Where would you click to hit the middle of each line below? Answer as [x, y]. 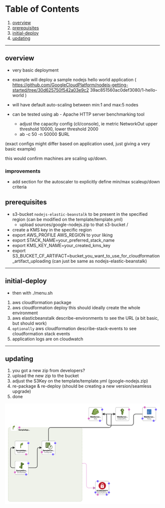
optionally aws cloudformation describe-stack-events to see [74, 328]
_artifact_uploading [31, 261]
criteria [19, 187]
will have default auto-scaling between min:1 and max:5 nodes [75, 104]
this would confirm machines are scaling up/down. [56, 158]
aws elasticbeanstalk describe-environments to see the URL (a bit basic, [85, 318]
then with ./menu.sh [32, 293]
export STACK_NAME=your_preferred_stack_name [63, 240]
